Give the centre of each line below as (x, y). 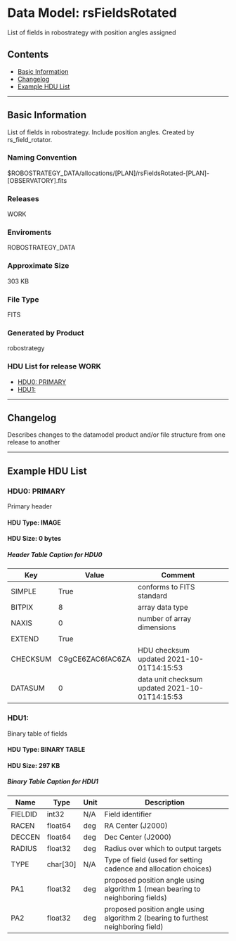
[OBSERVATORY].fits (37, 180)
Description (165, 802)
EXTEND (25, 639)
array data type (163, 608)
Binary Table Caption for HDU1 (53, 781)
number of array (165, 619)
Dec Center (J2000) (138, 837)
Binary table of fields (38, 734)
